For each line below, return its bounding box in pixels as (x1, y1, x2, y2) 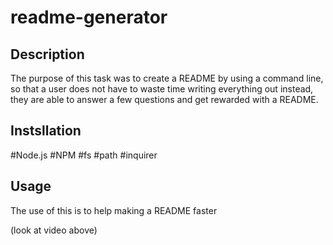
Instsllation (10, 122, 82, 140)
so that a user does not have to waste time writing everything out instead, (10, 83, 314, 95)
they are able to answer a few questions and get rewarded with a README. (10, 94, 319, 105)
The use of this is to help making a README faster (10, 204, 218, 216)
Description (10, 46, 85, 63)
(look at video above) (10, 224, 98, 236)
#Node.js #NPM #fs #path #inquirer (10, 149, 158, 161)
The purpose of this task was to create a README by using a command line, (10, 72, 324, 84)
